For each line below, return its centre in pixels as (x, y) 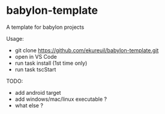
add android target (38, 92)
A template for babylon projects (45, 27)
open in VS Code (36, 56)
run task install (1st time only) (51, 63)
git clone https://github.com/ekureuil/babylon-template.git (87, 50)
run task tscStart (35, 69)
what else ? (29, 105)
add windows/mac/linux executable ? (61, 99)
